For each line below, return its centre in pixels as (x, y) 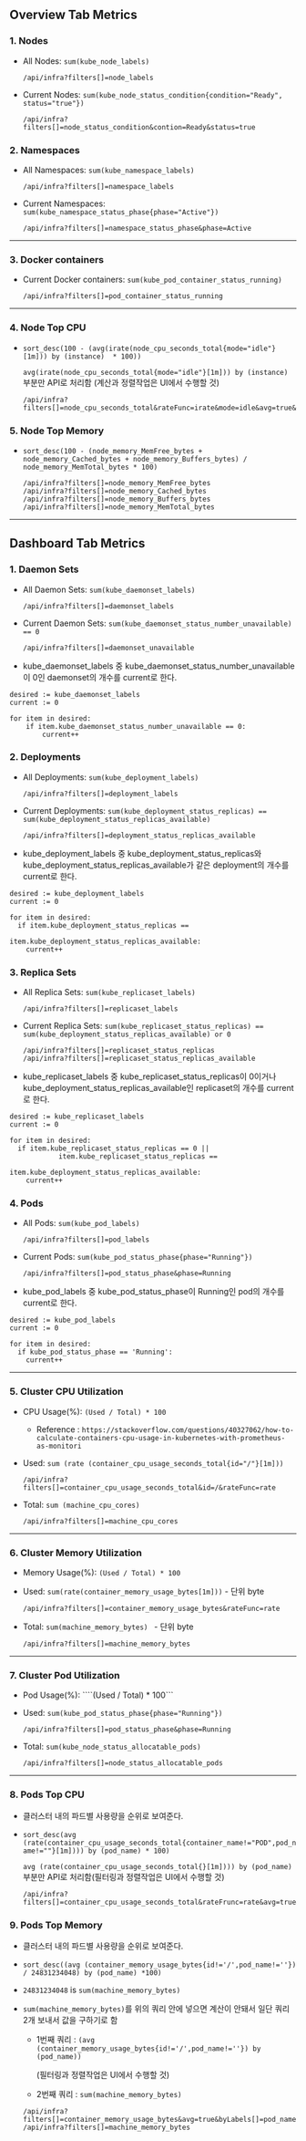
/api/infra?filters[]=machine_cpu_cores (100, 1521)
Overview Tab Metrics (74, 15)
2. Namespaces (45, 150)
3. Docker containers (57, 259)
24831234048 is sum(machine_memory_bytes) (102, 1990)
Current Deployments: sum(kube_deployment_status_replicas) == (144, 810)
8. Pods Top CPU (47, 1794)
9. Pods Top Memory (56, 1925)
